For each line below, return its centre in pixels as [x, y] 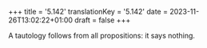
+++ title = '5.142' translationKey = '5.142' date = [88, 12]
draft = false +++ [103, 20]
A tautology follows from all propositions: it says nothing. [102, 36]
